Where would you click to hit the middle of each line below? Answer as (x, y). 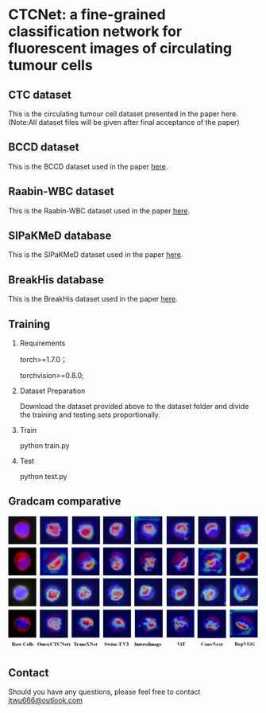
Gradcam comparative (65, 502)
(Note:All (23, 122)
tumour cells (50, 66)
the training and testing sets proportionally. (90, 415)
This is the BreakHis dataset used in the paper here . (93, 299)
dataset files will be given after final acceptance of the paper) (139, 122)
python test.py (43, 477)
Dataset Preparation (52, 391)
